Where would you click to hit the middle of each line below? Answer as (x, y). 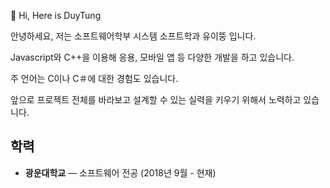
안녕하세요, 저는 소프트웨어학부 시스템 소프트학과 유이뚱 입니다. (133, 36)
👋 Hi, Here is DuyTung (56, 15)
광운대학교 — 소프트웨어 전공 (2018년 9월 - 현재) (120, 172)
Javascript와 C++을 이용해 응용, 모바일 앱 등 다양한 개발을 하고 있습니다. (152, 57)
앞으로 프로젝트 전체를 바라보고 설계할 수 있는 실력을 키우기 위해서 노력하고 (156, 99)
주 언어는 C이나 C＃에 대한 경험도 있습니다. (94, 78)
